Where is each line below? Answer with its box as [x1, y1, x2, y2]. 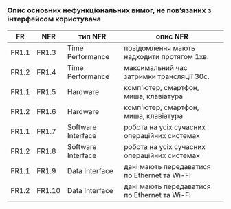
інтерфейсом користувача [7, 14, 102, 23]
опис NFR [155, 32, 189, 41]
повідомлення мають [123, 43, 196, 53]
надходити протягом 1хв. [123, 52, 210, 62]
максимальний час [123, 63, 188, 73]
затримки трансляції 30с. [123, 71, 210, 81]
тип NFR [78, 32, 107, 41]
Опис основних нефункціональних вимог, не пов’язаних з [7, 5, 212, 15]
